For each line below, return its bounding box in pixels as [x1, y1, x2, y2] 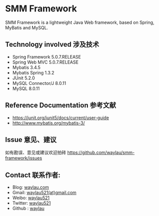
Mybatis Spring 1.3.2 [12, 70, 55, 75]
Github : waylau [12, 206, 45, 212]
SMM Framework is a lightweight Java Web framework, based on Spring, [5, 19, 155, 25]
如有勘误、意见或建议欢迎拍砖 [5, 149, 66, 155]
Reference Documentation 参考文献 [5, 101, 116, 110]
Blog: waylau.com [12, 184, 49, 190]
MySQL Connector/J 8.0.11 [12, 80, 66, 86]
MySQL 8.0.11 [12, 85, 40, 91]
